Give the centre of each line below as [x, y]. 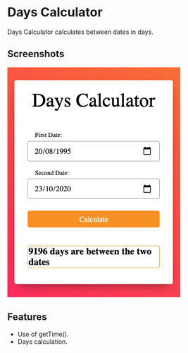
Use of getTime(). [43, 334]
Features [27, 317]
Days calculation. [43, 341]
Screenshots [36, 54]
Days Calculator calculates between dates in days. [80, 32]
